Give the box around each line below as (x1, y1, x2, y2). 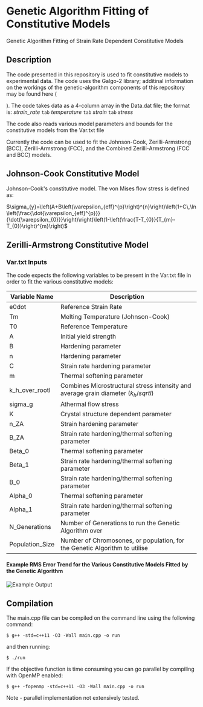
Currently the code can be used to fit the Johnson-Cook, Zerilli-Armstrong (6, 138, 192, 145)
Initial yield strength (60, 332, 117, 340)
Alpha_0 (9, 492, 33, 500)
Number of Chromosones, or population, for (60, 536, 185, 545)
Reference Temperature (60, 322, 128, 331)
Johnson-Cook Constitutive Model (6, 168, 140, 179)
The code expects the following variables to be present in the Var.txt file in (6, 271, 192, 279)
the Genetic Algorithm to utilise (60, 544, 148, 553)
